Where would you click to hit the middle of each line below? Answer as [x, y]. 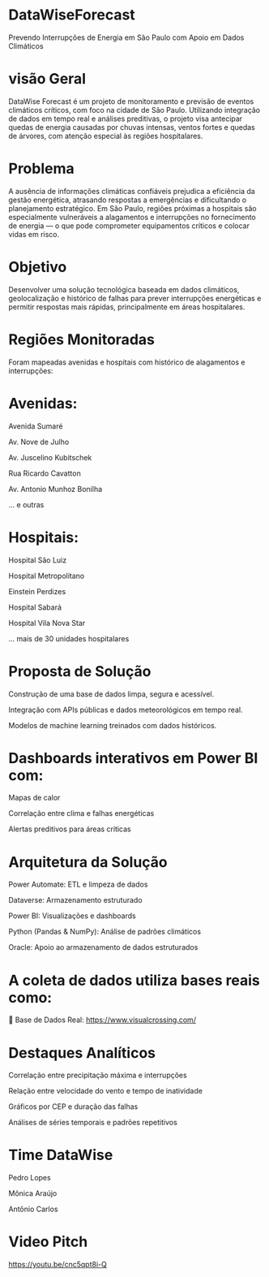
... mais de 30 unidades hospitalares [69, 638]
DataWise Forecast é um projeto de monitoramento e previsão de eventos [131, 101]
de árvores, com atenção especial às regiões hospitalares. [106, 136]
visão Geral [47, 79]
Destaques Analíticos [82, 1053]
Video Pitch [48, 1242]
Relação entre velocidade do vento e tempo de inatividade [105, 1091]
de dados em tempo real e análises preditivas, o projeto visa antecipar [126, 119]
